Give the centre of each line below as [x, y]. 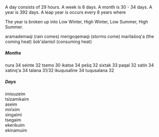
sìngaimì [13, 114]
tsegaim [13, 120]
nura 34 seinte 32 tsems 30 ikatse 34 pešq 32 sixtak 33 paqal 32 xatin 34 [79, 65]
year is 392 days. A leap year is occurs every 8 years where [66, 12]
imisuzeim [15, 94]
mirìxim [12, 109]
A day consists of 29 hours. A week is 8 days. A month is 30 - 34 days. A [79, 7]
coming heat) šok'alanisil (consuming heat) [48, 42]
